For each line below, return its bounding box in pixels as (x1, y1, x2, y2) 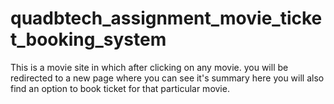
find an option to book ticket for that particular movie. (10, 82, 230, 94)
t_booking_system (10, 28, 167, 51)
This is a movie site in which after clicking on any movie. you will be (10, 61, 289, 73)
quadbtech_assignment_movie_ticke (10, 7, 323, 30)
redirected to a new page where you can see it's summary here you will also (10, 72, 325, 84)
